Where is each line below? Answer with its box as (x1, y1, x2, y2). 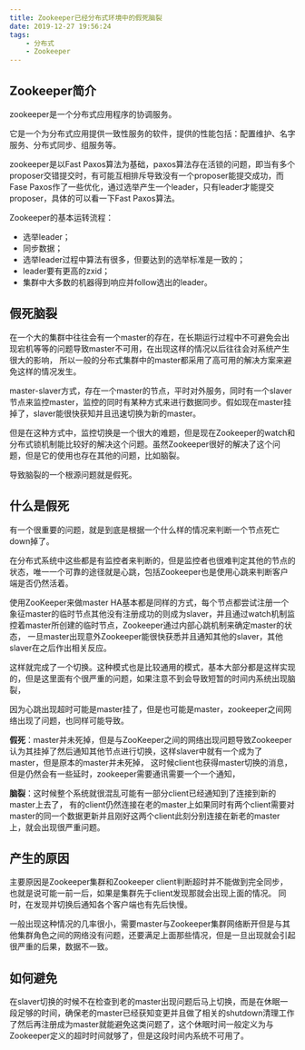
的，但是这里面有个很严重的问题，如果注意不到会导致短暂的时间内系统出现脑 (9, 673, 296, 684)
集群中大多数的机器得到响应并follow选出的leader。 (22, 276, 212, 287)
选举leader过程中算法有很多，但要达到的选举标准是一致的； (22, 253, 246, 264)
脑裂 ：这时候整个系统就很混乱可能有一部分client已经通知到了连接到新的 (9, 787, 277, 798)
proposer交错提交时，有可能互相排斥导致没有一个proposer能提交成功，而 (9, 170, 284, 181)
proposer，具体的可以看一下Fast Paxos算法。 (9, 193, 180, 203)
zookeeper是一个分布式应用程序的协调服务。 (9, 108, 177, 119)
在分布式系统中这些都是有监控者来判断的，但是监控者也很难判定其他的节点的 (9, 555, 296, 566)
